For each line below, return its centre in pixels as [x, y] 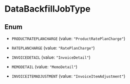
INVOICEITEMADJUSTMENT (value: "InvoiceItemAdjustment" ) [68, 76]
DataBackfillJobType [47, 9]
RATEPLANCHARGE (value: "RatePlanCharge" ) [53, 48]
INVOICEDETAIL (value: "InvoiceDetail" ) [51, 57]
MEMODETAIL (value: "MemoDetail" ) [44, 67]
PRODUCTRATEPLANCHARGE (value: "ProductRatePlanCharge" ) [68, 38]
